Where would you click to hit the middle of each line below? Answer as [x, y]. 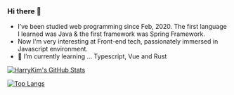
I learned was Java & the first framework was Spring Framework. [111, 34]
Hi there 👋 [25, 11]
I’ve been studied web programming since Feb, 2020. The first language [122, 27]
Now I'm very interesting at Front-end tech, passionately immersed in [118, 42]
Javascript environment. [52, 49]
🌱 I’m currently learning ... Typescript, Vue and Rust [92, 56]
